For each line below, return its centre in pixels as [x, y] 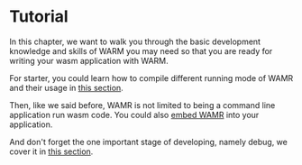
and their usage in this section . [66, 87]
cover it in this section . [51, 151]
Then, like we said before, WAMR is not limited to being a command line [142, 105]
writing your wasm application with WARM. [89, 60]
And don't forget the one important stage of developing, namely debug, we [149, 142]
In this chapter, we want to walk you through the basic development [135, 41]
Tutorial [39, 17]
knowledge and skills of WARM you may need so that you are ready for [141, 50]
